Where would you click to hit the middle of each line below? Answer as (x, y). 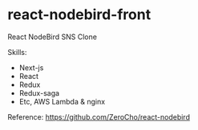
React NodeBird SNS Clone (53, 37)
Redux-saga (39, 93)
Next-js (31, 67)
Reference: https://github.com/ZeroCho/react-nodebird (99, 116)
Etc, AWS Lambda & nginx (62, 101)
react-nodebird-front (79, 15)
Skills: (17, 52)
